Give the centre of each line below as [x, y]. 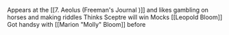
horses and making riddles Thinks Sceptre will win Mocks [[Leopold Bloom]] [115, 17]
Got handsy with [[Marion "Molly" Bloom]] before [76, 24]
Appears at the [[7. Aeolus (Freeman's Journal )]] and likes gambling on [108, 10]
